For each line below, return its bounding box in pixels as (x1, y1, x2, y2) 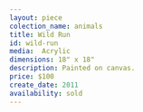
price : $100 (9, 72, 54, 81)
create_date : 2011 (9, 80, 79, 89)
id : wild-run (9, 38, 59, 48)
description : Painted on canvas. (9, 64, 136, 73)
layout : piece (9, 13, 63, 23)
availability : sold (9, 89, 83, 98)
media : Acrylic (9, 47, 71, 56)
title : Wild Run (9, 30, 71, 39)
